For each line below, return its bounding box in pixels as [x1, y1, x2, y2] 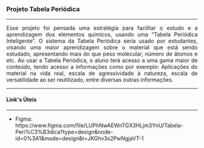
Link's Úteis [6, 96, 37, 103]
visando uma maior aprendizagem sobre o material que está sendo [6, 44, 198, 51]
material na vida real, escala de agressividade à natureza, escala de [6, 69, 198, 77]
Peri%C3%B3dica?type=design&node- [15, 128, 114, 135]
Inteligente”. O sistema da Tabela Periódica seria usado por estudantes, [6, 37, 198, 44]
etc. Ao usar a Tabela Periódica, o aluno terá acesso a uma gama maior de [6, 57, 198, 64]
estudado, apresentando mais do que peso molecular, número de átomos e [6, 51, 198, 58]
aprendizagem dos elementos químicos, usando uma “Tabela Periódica [6, 31, 198, 38]
